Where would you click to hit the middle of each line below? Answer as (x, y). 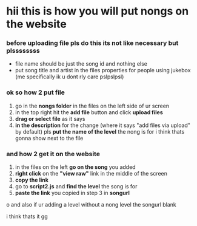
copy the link (32, 180)
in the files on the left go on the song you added (75, 167)
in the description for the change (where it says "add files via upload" (103, 125)
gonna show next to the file (49, 138)
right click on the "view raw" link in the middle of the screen (91, 174)
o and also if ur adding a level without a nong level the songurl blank (92, 205)
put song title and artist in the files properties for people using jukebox (103, 70)
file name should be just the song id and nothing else (81, 64)
